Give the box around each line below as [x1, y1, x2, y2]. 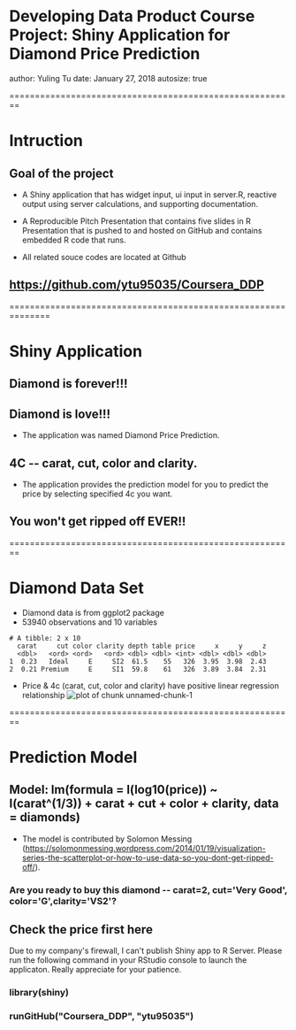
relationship [21, 689, 65, 700]
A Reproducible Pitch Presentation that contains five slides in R [21, 215, 252, 227]
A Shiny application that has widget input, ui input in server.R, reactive [21, 188, 277, 200]
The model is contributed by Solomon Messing [21, 834, 193, 844]
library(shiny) [9, 987, 69, 999]
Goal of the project [9, 165, 114, 181]
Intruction [9, 131, 84, 151]
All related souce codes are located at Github [21, 251, 187, 262]
